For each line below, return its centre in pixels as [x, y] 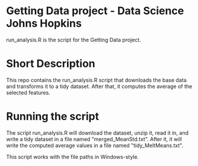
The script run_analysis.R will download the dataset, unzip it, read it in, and [97, 133]
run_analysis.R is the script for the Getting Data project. [74, 40]
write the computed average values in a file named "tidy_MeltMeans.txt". [95, 145]
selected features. [28, 92]
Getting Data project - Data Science [95, 11]
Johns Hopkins [44, 23]
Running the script [53, 117]
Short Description [51, 64]
